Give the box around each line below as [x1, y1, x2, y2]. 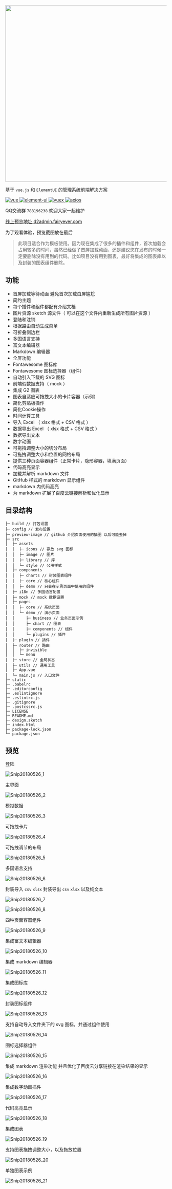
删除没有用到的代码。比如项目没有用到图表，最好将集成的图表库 [27, 253, 162, 259]
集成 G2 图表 [12, 387, 40, 393]
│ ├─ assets [5, 541, 33, 546]
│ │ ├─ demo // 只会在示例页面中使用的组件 [5, 584, 94, 589]
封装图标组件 [5, 1000, 32, 1007]
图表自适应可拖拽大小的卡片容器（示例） [12, 393, 98, 399]
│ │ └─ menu [5, 652, 36, 657]
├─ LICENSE [5, 709, 29, 714]
